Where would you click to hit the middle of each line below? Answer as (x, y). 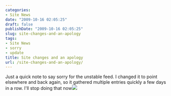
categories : (18, 10)
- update (15, 53)
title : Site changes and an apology (44, 57)
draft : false (19, 24)
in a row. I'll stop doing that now (39, 88)
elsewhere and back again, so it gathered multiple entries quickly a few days (86, 82)
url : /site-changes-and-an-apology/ (44, 62)
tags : (11, 39)
